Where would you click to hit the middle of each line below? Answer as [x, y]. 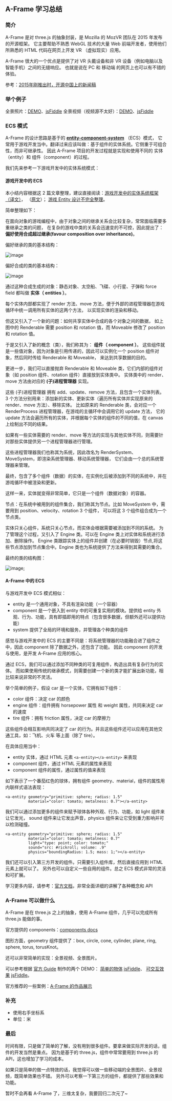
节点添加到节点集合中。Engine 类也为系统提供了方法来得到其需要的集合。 [87, 547]
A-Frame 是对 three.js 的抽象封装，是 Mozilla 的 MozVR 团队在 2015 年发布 [84, 37]
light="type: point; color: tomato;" [68, 843]
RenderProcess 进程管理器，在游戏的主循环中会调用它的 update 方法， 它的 [85, 411]
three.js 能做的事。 [25, 919]
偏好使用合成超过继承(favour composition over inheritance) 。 [71, 234]
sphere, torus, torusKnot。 [33, 947]
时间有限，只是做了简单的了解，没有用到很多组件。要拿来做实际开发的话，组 [86, 1046]
